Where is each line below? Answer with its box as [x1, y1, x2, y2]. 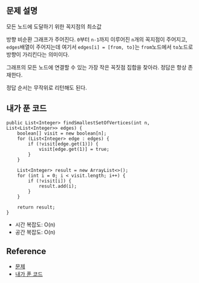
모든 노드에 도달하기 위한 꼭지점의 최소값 [6, 23, 102, 30]
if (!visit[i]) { [28, 177, 71, 184]
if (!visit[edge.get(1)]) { [28, 141, 99, 147]
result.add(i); [38, 183, 77, 189]
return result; [17, 204, 56, 210]
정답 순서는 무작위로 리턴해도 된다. [6, 84, 87, 91]
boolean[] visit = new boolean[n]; [17, 130, 107, 136]
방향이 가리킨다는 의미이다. [6, 51, 70, 58]
